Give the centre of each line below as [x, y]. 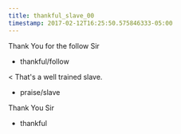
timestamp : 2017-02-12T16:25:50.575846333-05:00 [90, 23]
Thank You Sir [31, 108]
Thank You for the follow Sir [54, 45]
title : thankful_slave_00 [51, 16]
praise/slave [40, 92]
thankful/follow [44, 61]
